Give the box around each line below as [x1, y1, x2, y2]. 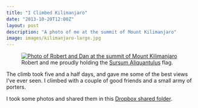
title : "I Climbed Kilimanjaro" [6, 10, 88, 16]
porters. [6, 83, 26, 91]
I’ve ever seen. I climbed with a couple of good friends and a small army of [6, 77, 192, 84]
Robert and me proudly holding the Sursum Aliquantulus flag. [21, 59, 173, 66]
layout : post [6, 22, 39, 28]
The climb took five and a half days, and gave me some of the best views [6, 71, 188, 78]
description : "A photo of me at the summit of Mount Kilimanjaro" [6, 29, 177, 35]
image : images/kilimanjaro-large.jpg [6, 35, 101, 42]
